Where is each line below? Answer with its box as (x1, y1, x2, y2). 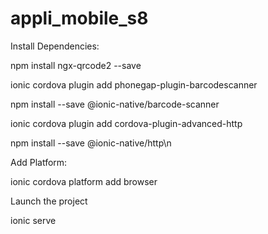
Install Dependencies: (10, 40, 100, 52)
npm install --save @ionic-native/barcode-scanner (10, 98, 220, 110)
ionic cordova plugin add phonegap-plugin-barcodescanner (10, 78, 258, 91)
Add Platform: (10, 156, 68, 168)
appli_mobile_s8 (10, 7, 149, 30)
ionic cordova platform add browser (10, 175, 158, 187)
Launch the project (10, 195, 88, 207)
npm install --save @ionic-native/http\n (10, 137, 172, 149)
